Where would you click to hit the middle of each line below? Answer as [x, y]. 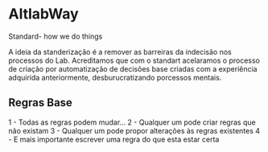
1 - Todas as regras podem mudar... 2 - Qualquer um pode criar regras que [132, 122]
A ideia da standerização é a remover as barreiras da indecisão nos [120, 51]
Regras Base [40, 103]
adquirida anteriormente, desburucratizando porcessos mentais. [115, 77]
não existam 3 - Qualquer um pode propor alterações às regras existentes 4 [134, 130]
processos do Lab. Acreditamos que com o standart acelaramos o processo [134, 60]
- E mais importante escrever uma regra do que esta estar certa [114, 139]
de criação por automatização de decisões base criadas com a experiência [133, 68]
